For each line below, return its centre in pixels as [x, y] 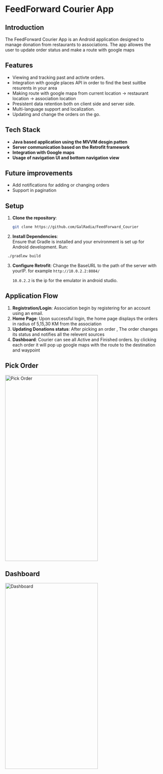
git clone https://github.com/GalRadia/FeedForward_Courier [75, 227]
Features [19, 65]
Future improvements [39, 173]
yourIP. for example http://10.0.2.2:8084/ [56, 271]
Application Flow [32, 296]
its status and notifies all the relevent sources [58, 334]
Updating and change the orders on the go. [56, 114]
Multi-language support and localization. [54, 109]
